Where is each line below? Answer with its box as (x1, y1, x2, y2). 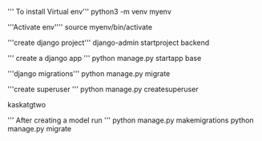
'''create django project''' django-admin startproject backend (7, 38, 210, 47)
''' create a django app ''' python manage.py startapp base (7, 54, 202, 62)
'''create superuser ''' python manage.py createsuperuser (7, 84, 199, 94)
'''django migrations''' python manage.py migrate (7, 69, 171, 79)
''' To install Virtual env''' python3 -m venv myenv (7, 7, 171, 16)
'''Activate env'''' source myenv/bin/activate (7, 22, 153, 31)
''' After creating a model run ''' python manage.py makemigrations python (7, 115, 254, 125)
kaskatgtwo (7, 100, 46, 109)
